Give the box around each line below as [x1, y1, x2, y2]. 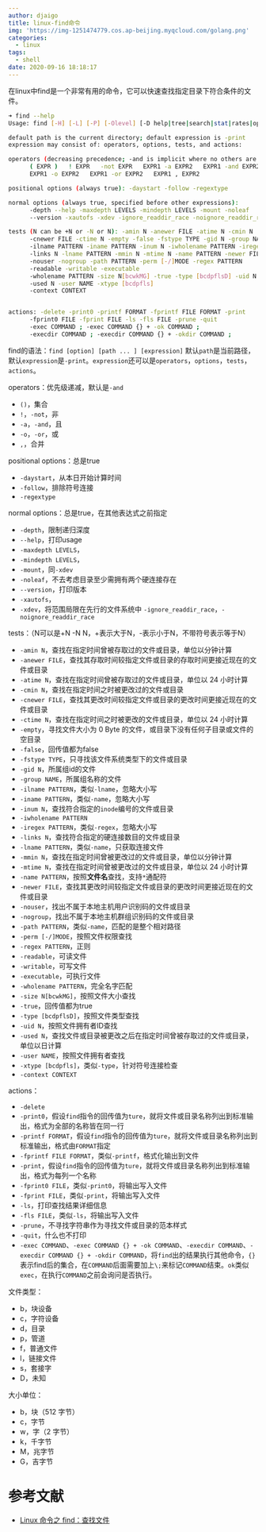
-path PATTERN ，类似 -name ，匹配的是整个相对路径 [19, 921, 181, 931]
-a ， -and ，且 [19, 419, 63, 429]
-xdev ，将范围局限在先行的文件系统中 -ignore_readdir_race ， [19, 604, 222, 614]
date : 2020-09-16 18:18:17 [8, 64, 97, 71]
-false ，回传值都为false [19, 744, 99, 754]
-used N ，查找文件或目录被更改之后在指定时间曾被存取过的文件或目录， [19, 1030, 253, 1040]
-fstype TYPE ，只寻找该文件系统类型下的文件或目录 [19, 754, 188, 763]
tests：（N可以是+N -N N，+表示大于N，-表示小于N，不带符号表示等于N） [8, 628, 250, 638]
